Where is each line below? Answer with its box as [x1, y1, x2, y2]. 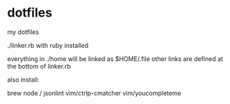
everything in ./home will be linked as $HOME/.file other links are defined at [7, 54, 224, 63]
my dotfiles [7, 28, 40, 36]
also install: [7, 75, 40, 84]
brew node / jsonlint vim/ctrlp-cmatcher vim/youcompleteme [7, 89, 182, 97]
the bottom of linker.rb [7, 62, 72, 70]
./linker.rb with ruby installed [7, 41, 89, 49]
